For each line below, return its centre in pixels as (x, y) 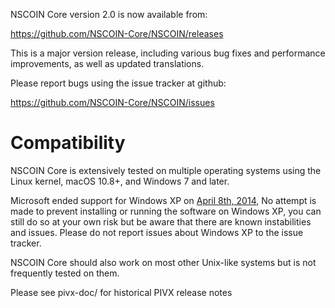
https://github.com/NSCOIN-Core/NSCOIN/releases (117, 33)
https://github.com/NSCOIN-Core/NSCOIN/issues (112, 102)
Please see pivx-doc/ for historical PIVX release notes (121, 292)
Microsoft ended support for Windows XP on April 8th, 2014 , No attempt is (163, 200)
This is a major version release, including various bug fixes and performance (168, 53)
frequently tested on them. (65, 273)
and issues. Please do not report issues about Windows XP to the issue (157, 232)
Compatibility (68, 143)
